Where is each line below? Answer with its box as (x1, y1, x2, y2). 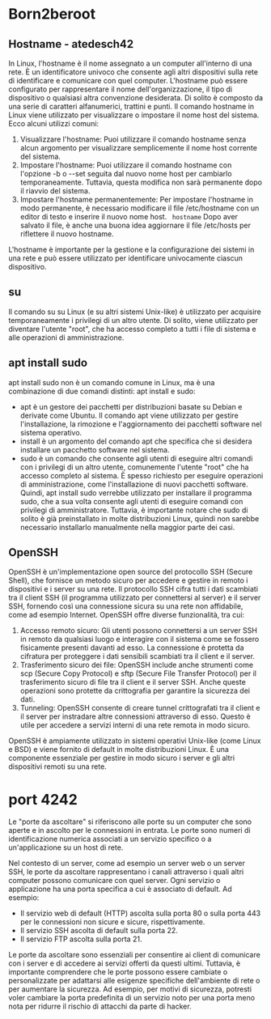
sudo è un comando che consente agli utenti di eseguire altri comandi (19, 453, 253, 463)
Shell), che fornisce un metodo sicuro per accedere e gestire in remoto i (8, 575, 248, 585)
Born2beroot (8, 5, 96, 23)
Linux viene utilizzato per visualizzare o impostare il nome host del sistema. (8, 110, 260, 120)
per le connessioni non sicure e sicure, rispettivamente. (19, 917, 205, 927)
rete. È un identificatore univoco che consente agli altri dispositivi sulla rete (8, 67, 259, 77)
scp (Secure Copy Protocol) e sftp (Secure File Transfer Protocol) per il (19, 669, 257, 678)
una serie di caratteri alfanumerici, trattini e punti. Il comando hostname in (8, 102, 255, 111)
